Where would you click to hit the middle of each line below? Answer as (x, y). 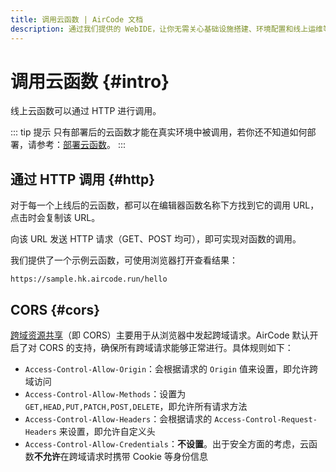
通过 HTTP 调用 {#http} (83, 179)
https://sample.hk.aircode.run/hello (89, 279)
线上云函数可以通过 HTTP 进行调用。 (86, 111)
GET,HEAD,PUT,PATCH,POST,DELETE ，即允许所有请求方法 (136, 407)
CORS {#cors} (55, 309)
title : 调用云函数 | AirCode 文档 (77, 19)
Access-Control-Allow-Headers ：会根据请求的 (118, 419)
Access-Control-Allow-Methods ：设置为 (105, 394)
